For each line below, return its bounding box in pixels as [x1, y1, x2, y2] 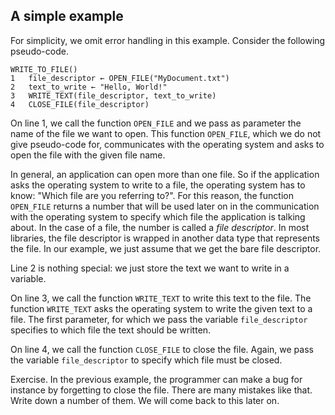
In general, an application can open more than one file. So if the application [10, 168, 320, 180]
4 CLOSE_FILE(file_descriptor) [10, 99, 150, 109]
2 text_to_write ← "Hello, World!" [10, 82, 168, 92]
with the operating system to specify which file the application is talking [10, 210, 306, 223]
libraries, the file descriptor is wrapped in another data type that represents [10, 232, 320, 244]
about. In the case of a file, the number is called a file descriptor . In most [10, 221, 310, 233]
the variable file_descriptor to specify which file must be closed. [10, 354, 283, 366]
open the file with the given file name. [10, 149, 166, 161]
